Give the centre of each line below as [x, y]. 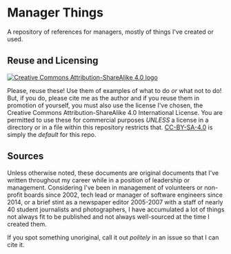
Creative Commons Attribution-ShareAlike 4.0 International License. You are [115, 112]
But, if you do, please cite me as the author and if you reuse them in [103, 98]
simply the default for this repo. [52, 134]
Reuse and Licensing [53, 61]
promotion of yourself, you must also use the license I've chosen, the [105, 105]
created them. [27, 224]
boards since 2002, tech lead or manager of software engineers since [123, 195]
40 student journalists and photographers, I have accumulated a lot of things [116, 209]
